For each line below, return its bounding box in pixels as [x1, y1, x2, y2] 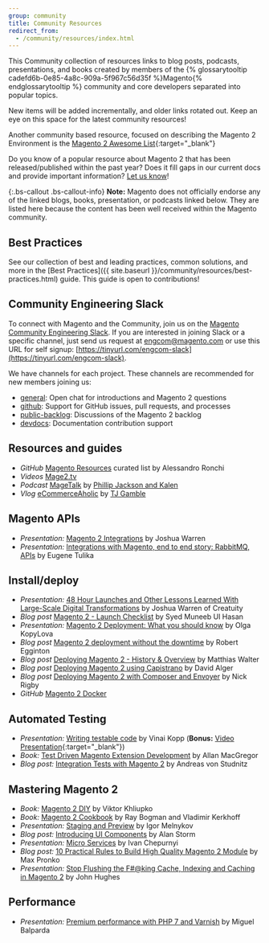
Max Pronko [19, 855, 60, 864]
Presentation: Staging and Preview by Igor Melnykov [19, 821, 194, 830]
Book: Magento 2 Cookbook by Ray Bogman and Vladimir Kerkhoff [19, 812, 241, 822]
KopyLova [19, 629, 54, 639]
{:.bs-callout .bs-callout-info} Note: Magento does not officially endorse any [8, 187, 261, 197]
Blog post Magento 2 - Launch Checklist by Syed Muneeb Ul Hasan [19, 612, 243, 621]
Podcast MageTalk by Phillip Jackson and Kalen [19, 480, 178, 490]
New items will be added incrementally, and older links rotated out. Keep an [8, 106, 259, 116]
